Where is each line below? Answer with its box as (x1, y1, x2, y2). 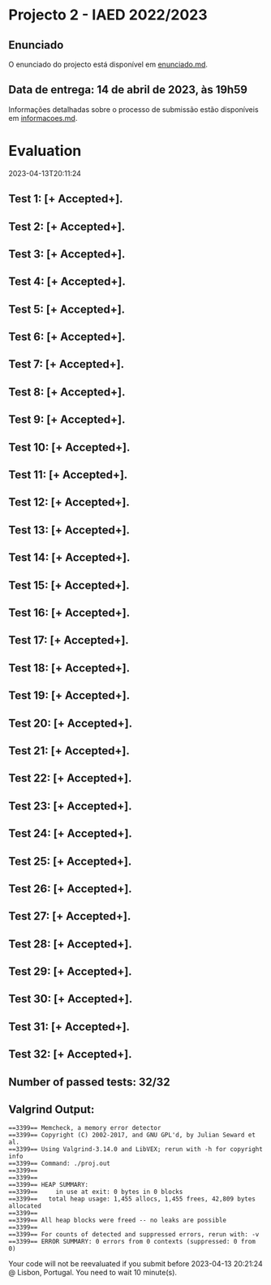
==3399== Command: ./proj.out (8, 1159, 111, 1168)
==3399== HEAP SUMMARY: (8, 1181, 89, 1189)
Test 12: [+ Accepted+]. (8, 495, 130, 509)
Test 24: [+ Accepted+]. (8, 826, 132, 841)
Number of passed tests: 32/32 (8, 1075, 170, 1089)
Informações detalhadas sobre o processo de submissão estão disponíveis (8, 104, 259, 114)
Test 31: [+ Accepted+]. (8, 1020, 131, 1033)
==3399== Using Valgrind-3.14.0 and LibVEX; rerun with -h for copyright (8, 1145, 264, 1153)
